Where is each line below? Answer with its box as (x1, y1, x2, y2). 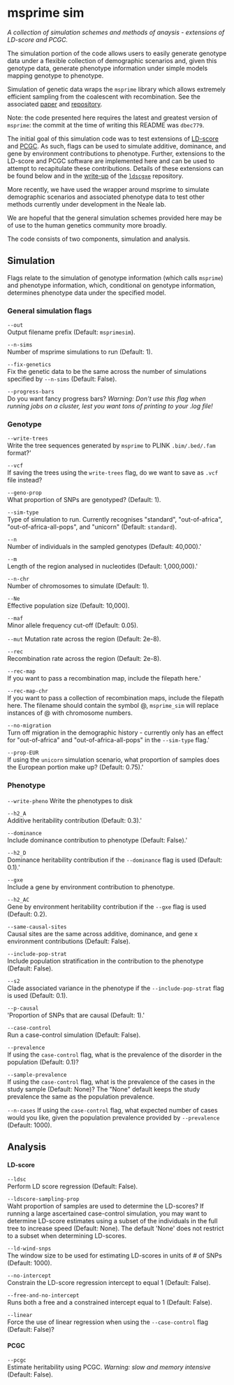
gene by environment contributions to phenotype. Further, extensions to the (7, 149, 226, 158)
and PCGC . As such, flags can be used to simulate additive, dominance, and (7, 141, 226, 150)
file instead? (7, 476, 43, 485)
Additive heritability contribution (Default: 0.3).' (7, 816, 142, 824)
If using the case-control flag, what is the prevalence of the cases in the (7, 1077, 215, 1086)
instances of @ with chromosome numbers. (7, 709, 133, 717)
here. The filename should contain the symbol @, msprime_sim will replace (7, 702, 219, 710)
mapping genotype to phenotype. (7, 71, 104, 80)
